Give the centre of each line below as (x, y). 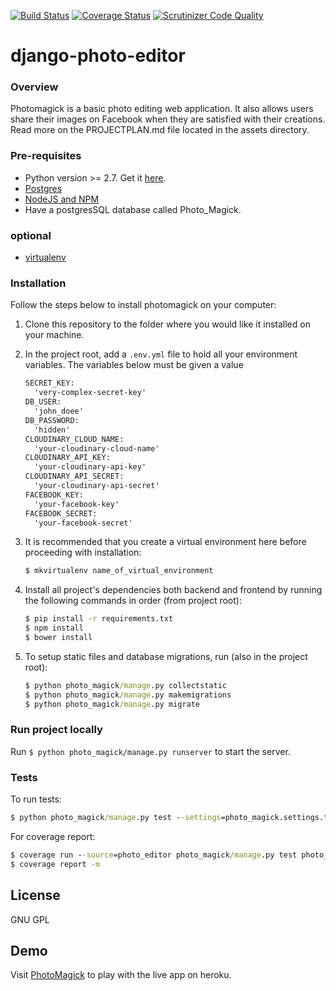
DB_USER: (43, 402)
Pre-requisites (46, 156)
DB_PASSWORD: (52, 420)
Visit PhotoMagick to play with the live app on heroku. (121, 975)
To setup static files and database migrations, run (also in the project (166, 656)
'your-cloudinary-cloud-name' (97, 448)
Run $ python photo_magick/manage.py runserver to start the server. (150, 751)
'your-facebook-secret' (83, 523)
